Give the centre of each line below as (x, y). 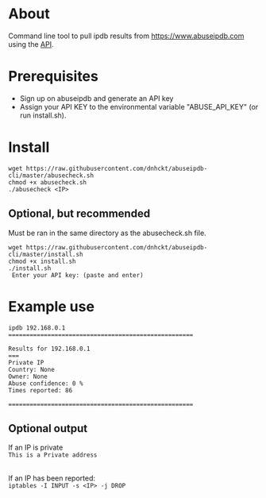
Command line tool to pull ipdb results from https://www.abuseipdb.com (126, 36)
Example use (52, 306)
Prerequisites (54, 77)
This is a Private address (53, 455)
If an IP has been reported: (52, 478)
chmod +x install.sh (42, 261)
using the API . (31, 44)
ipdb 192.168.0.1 (37, 328)
